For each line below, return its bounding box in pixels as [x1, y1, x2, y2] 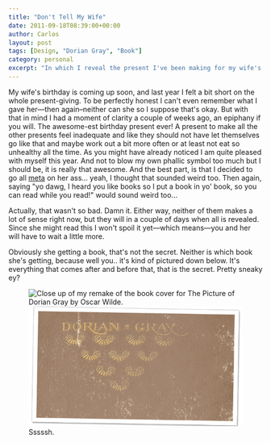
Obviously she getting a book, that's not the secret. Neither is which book [8, 247, 252, 257]
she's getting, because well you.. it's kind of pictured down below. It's [8, 255, 240, 265]
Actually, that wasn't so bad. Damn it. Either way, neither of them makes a [8, 206, 253, 215]
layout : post [8, 39, 52, 47]
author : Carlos [8, 30, 60, 38]
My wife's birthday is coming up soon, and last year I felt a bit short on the [8, 87, 256, 97]
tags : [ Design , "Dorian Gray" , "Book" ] [8, 47, 143, 56]
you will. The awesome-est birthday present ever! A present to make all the [8, 121, 258, 131]
